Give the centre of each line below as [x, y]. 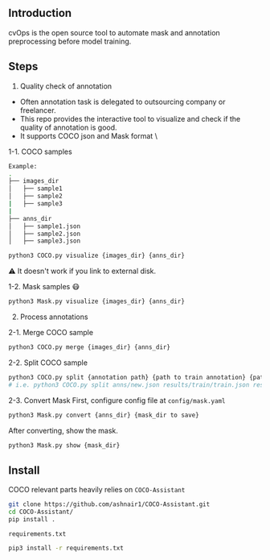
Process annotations [54, 317]
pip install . [32, 519]
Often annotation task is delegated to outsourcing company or [123, 102]
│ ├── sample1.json [45, 226]
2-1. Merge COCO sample [51, 332]
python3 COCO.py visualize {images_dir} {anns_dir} [96, 256]
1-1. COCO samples [40, 151]
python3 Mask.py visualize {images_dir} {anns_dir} [96, 301]
